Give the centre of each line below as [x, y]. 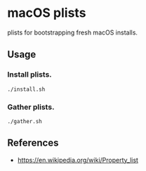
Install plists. [30, 75]
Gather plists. [31, 107]
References [33, 143]
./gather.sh [25, 121]
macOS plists [47, 13]
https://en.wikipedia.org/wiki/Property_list [78, 160]
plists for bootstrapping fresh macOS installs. [73, 32]
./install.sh [26, 89]
